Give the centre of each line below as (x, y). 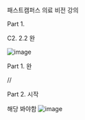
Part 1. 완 (20, 66)
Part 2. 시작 (23, 94)
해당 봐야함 (22, 109)
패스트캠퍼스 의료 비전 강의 (43, 10)
